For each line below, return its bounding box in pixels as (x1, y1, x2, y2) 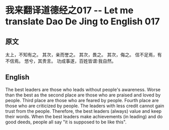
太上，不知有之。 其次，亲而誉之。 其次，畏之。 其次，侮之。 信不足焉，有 (5, 52, 162, 57)
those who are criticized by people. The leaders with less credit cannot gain (5, 103, 164, 109)
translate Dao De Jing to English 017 (5, 16, 160, 27)
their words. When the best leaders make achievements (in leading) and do (5, 113, 163, 119)
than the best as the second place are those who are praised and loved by (5, 92, 161, 98)
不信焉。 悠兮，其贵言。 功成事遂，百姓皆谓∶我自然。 (5, 58, 116, 64)
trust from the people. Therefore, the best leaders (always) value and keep (5, 108, 162, 114)
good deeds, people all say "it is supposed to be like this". (5, 119, 127, 125)
